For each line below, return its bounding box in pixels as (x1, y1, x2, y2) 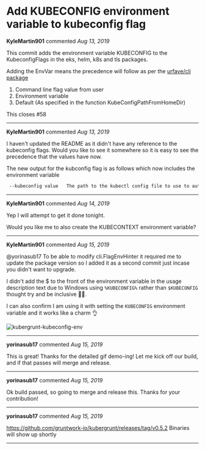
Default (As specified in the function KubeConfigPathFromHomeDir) (15, 99, 186, 106)
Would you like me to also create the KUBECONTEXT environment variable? (6, 223, 196, 230)
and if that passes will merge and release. (6, 359, 111, 366)
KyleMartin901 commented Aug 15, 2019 (6, 241, 110, 248)
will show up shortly (6, 430, 57, 438)
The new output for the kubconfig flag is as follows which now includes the (6, 165, 195, 172)
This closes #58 (6, 110, 47, 118)
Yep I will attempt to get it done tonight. (6, 212, 106, 219)
